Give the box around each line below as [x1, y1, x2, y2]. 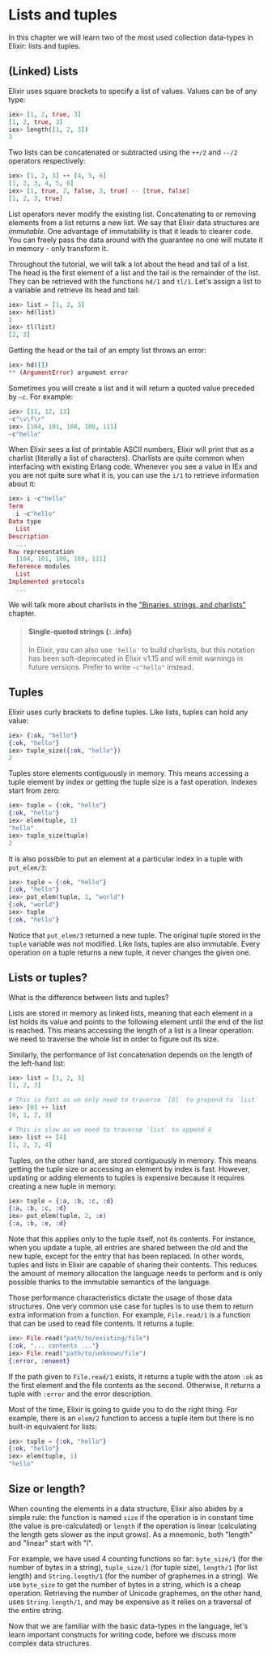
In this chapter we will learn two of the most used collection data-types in [8, 32, 253, 42]
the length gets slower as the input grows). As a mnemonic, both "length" [8, 1529, 253, 1539]
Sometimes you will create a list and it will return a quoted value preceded [8, 383, 255, 393]
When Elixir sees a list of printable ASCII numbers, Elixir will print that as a [8, 445, 255, 454]
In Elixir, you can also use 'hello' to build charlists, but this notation [28, 645, 255, 654]
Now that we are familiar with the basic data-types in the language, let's [8, 1621, 249, 1631]
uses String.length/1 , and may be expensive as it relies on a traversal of [8, 1597, 253, 1607]
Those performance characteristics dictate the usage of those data [8, 1293, 232, 1303]
